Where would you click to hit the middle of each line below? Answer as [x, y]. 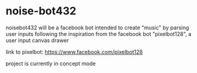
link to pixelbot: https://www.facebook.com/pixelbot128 [74, 51]
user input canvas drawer [37, 40]
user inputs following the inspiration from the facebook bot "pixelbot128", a [98, 34]
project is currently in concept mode [51, 63]
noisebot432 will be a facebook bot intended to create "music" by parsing [97, 28]
